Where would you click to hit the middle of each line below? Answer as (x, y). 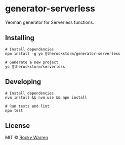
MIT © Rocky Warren (27, 138)
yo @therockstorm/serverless (35, 67)
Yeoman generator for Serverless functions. (50, 22)
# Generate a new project (32, 62)
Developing (23, 82)
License (18, 125)
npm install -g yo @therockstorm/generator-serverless (63, 53)
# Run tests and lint (27, 106)
